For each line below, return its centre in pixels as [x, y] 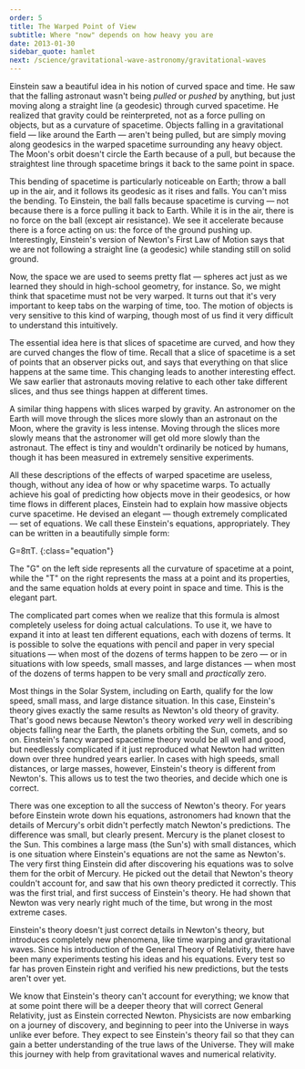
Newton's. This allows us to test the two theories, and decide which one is [149, 778]
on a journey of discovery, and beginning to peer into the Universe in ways [149, 1025]
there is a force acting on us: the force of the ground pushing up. [131, 230]
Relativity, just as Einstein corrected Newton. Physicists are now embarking [150, 1015]
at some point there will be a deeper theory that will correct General [137, 1006]
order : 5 [26, 18]
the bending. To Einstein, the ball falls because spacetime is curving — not [149, 201]
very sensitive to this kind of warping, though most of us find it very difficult [152, 315]
